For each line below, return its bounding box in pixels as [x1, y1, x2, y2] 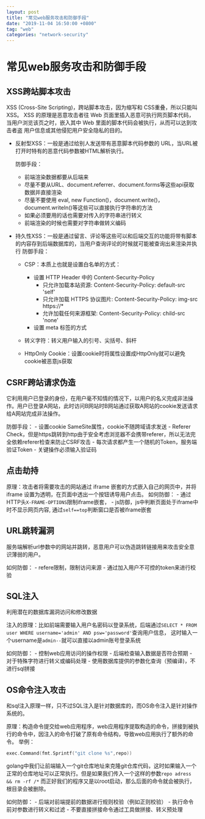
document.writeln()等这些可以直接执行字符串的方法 [24, 204, 153, 211]
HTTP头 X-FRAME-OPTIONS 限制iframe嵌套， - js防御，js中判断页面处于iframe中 [6, 498, 198, 505]
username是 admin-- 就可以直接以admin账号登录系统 [11, 636, 142, 644]
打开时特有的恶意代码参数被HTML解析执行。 [15, 148, 127, 155]
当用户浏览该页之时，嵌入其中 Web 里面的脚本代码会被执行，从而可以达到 [6, 119, 192, 126]
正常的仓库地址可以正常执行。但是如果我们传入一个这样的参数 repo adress [6, 770, 192, 777]
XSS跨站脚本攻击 [6, 86, 71, 97]
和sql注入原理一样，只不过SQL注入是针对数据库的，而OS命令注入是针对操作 [6, 702, 198, 709]
